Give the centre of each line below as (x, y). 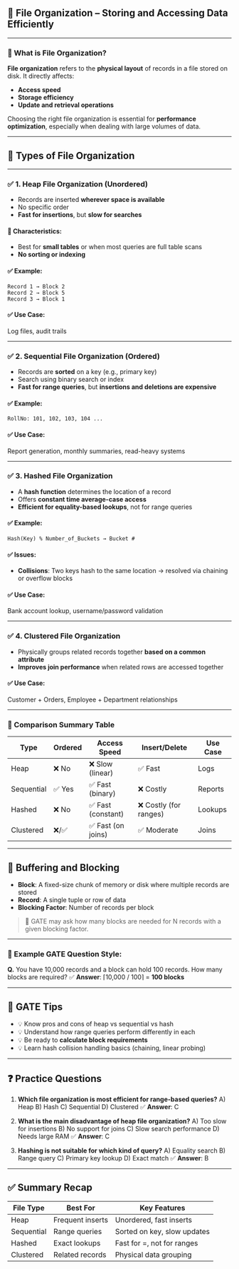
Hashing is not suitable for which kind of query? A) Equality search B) (122, 1151)
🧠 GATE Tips (35, 1007)
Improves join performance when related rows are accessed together (121, 667)
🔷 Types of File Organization (71, 155)
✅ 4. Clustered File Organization (64, 636)
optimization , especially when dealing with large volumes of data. (104, 126)
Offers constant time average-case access (82, 499)
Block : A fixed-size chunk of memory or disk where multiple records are (123, 885)
